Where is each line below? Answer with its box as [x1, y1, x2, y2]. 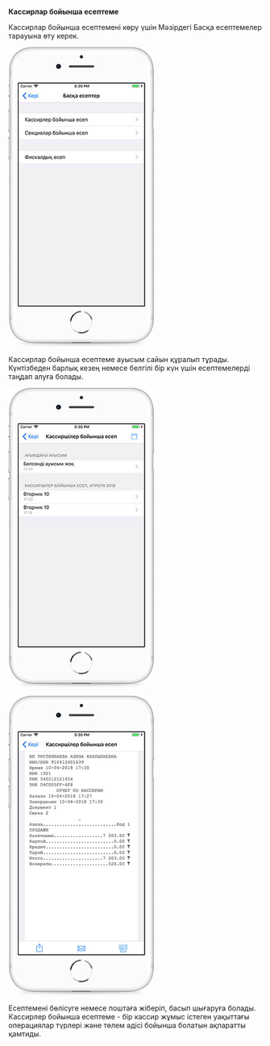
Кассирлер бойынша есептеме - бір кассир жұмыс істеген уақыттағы [8, 1012, 250, 1021]
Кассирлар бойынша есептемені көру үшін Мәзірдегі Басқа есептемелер [8, 23, 262, 31]
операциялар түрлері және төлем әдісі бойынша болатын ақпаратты [8, 1020, 246, 1030]
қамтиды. [8, 1029, 42, 1039]
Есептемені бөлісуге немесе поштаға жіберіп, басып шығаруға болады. [8, 1003, 256, 1013]
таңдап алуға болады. [8, 372, 84, 381]
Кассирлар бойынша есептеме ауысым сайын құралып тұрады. [8, 355, 230, 364]
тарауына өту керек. [8, 31, 79, 40]
